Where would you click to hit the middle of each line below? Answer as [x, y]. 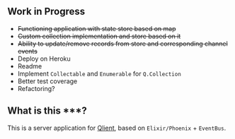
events [27, 51]
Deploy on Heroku [44, 59]
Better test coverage [47, 81]
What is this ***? [47, 111]
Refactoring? [36, 88]
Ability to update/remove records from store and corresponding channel [122, 43]
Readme [30, 66]
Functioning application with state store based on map [97, 28]
